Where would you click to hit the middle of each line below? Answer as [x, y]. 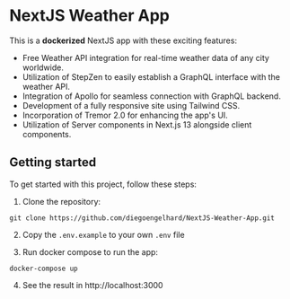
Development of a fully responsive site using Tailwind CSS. [131, 105]
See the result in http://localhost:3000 [92, 285]
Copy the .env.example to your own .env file [104, 234]
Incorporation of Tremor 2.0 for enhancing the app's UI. [125, 115]
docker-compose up [44, 268]
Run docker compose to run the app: [90, 251]
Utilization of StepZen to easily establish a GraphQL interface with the [151, 76]
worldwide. [43, 67]
